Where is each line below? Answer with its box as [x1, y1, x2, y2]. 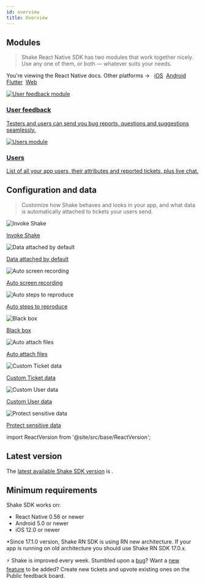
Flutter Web [6, 78, 38, 86]
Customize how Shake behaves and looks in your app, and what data [21, 201, 196, 208]
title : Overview [6, 15, 48, 21]
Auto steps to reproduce [6, 303, 68, 310]
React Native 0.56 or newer [15, 513, 84, 521]
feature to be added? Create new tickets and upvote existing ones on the [6, 566, 190, 573]
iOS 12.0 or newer [15, 526, 60, 534]
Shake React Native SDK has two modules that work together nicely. [21, 53, 194, 61]
